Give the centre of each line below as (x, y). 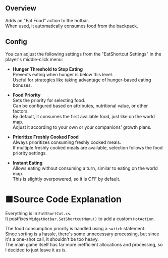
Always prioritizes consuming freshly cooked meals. (67, 142)
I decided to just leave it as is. (36, 250)
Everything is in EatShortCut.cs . (38, 213)
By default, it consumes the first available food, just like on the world (84, 116)
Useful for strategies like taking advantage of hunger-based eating (82, 80)
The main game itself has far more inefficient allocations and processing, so (84, 244)
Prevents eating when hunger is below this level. (63, 74)
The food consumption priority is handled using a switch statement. (75, 228)
